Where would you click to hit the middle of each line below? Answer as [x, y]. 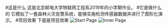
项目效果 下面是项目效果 [43, 20]
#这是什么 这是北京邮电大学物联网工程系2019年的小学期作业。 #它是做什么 [83, 7]
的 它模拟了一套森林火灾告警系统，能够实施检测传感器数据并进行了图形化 [82, 14]
